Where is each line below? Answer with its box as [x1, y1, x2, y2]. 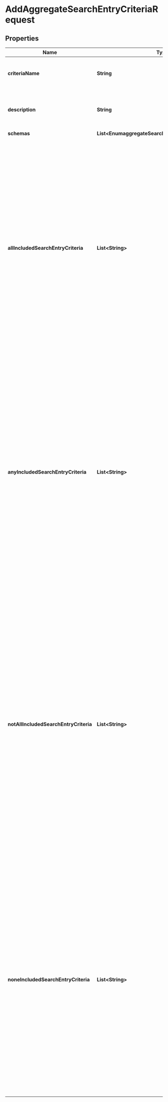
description [7, 106, 36, 113]
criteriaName [7, 70, 40, 77]
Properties [5, 34, 39, 43]
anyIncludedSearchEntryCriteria [7, 469, 86, 475]
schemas [7, 130, 30, 137]
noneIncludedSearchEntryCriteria [7, 976, 90, 983]
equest [5, 14, 35, 26]
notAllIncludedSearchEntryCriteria [7, 721, 92, 727]
